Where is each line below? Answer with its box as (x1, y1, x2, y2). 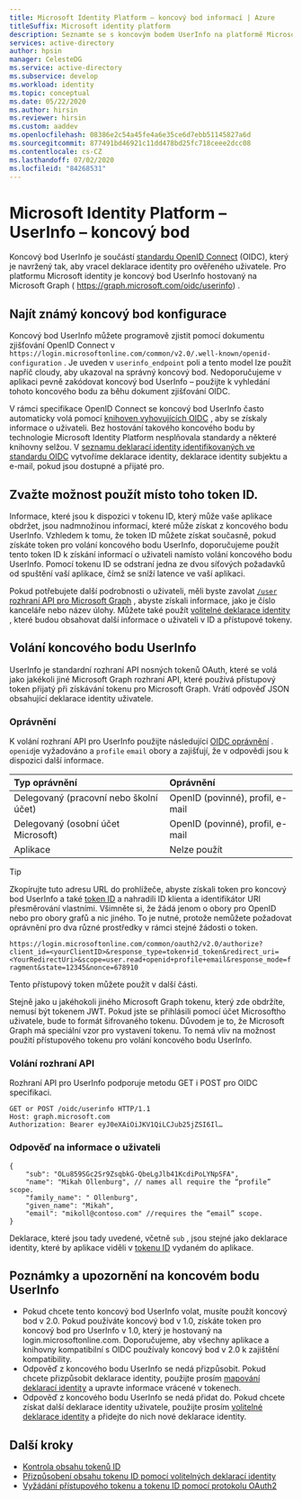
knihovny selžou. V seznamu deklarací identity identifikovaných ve (9, 442, 255, 453)
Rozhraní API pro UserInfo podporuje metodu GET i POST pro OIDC (9, 1078, 258, 1089)
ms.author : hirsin (9, 105, 78, 114)
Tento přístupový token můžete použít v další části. (9, 979, 199, 990)
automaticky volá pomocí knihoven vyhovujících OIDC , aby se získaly (9, 413, 268, 424)
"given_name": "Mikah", (25, 1201, 115, 1210)
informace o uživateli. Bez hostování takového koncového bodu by (9, 422, 255, 433)
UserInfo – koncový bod (9, 221, 191, 242)
